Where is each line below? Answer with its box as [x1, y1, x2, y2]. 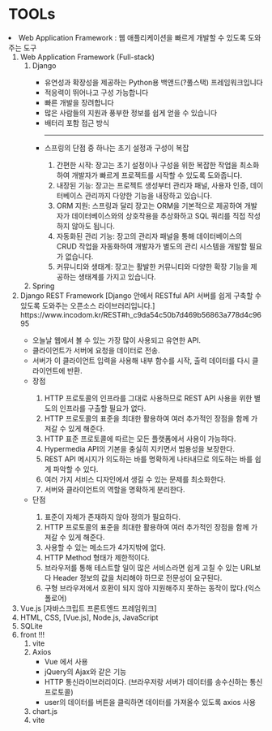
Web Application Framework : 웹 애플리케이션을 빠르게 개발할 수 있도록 [19, 32, 247, 42]
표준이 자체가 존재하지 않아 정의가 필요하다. [44, 512, 181, 521]
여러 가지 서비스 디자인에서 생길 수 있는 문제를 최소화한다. [44, 474, 226, 484]
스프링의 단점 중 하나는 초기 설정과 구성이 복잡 [44, 143, 189, 153]
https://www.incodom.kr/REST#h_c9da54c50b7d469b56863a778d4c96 [19, 309, 261, 319]
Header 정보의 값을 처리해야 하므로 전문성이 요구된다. [53, 573, 223, 582]
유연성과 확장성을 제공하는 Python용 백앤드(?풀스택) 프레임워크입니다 [44, 77, 263, 87]
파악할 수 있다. [53, 464, 99, 474]
